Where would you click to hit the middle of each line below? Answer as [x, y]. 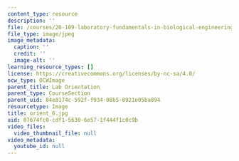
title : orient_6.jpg [38, 113]
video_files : [27, 126]
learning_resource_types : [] [51, 67]
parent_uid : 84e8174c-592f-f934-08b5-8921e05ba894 [84, 100]
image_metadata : [31, 41]
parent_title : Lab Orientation [54, 87]
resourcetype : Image [38, 107]
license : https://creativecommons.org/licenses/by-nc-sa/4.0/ [101, 73]
